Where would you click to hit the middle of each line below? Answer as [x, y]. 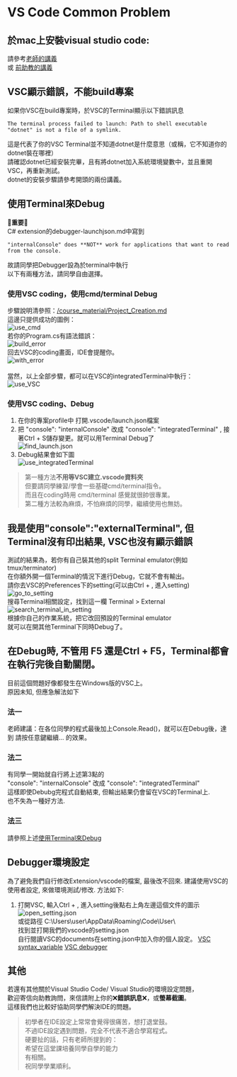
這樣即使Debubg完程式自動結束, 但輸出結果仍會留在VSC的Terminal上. [109, 792]
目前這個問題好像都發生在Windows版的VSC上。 [77, 683]
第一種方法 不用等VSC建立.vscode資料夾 [84, 477]
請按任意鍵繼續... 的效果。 [53, 738]
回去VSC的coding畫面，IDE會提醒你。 [63, 352]
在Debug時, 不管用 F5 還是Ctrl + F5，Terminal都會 [118, 652]
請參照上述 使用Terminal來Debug [54, 838]
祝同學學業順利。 [50, 1066]
